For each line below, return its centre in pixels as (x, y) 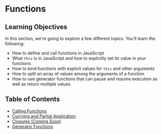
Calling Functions (29, 111)
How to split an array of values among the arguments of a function (78, 74)
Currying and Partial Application (44, 116)
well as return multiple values (41, 84)
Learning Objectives (36, 27)
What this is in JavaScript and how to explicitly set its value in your (79, 58)
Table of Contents (33, 99)
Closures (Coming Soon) (37, 121)
